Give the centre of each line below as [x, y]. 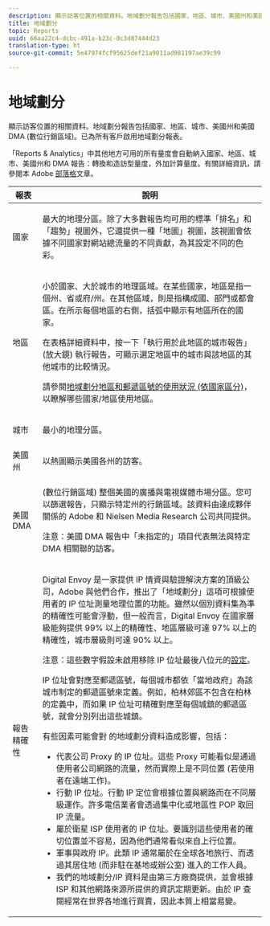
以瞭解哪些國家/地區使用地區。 [100, 399]
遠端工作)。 [94, 781]
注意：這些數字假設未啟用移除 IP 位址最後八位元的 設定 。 [149, 660]
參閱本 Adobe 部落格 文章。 [53, 173]
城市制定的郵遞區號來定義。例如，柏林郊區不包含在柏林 [147, 692]
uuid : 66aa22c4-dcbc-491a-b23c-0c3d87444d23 [84, 38]
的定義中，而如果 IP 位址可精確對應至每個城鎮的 [133, 704]
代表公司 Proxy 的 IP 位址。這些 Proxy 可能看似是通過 [156, 756]
